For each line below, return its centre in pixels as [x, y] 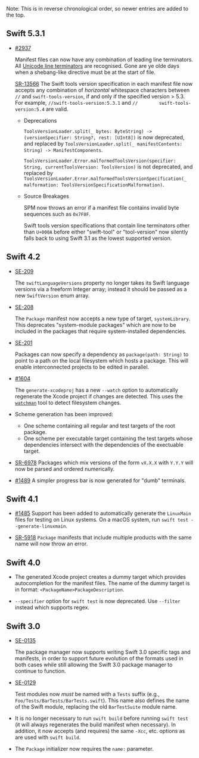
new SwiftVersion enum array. [52, 295]
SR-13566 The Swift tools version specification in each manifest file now [104, 83]
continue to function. [41, 671]
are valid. [57, 109]
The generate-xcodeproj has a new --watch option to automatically [97, 390]
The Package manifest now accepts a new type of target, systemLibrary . [102, 319]
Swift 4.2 [23, 257]
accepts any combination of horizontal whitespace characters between [102, 90]
